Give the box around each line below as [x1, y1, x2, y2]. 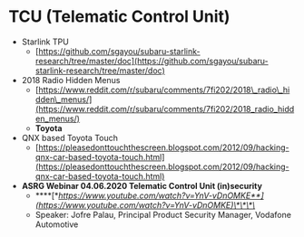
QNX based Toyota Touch [21, 132, 119, 143]
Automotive [34, 219, 79, 230]
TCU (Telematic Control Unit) [8, 6, 230, 27]
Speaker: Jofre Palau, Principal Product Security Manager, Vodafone [34, 209, 292, 220]
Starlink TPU [21, 36, 69, 47]
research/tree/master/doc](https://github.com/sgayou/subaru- [34, 55, 269, 66]
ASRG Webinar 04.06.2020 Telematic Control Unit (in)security [21, 180, 262, 191]
